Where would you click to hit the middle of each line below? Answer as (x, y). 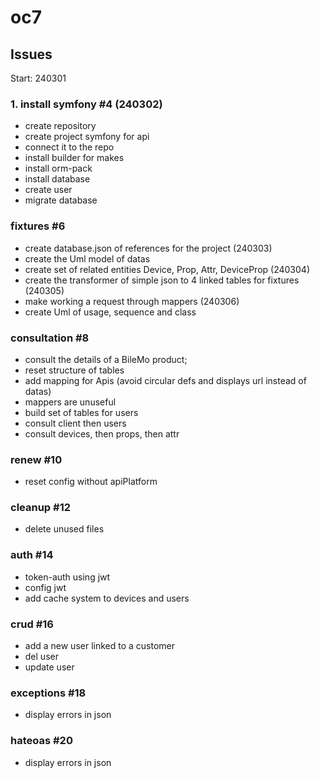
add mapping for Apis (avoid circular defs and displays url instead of (165, 380)
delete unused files (64, 529)
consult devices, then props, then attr (102, 433)
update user (49, 667)
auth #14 (32, 555)
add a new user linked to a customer (100, 646)
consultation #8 (50, 338)
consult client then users (75, 423)
